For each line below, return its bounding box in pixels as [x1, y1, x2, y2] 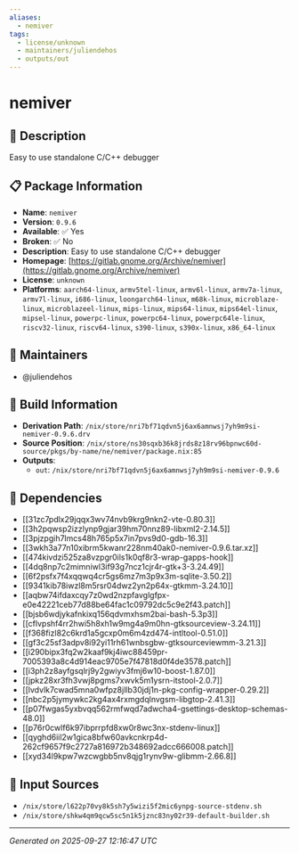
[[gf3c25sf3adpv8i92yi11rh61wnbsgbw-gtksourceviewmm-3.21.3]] [21, 637, 267, 648]
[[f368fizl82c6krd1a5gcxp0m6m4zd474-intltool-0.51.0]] [21, 627, 229, 638]
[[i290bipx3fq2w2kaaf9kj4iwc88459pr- [21, 647, 168, 658]
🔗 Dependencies [9, 490, 102, 505]
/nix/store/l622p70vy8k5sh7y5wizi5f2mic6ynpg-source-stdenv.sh [21, 802, 263, 811]
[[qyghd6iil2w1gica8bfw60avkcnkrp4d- [21, 732, 168, 742]
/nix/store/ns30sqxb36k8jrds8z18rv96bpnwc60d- [85, 439, 263, 448]
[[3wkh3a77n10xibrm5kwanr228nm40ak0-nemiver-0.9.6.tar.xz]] [21, 543, 259, 554]
